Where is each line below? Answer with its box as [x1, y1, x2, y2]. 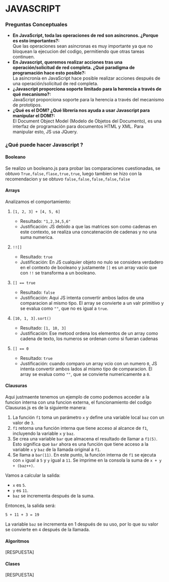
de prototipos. [12, 102, 42, 108]
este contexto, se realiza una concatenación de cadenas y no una [20, 229, 157, 235]
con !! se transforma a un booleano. [20, 270, 96, 276]
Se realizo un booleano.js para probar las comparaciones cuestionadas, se [5, 165, 160, 171]
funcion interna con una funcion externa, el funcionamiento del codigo [5, 399, 152, 406]
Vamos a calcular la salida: [5, 472, 61, 479]
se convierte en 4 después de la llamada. [5, 527, 90, 533]
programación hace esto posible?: [12, 70, 86, 76]
